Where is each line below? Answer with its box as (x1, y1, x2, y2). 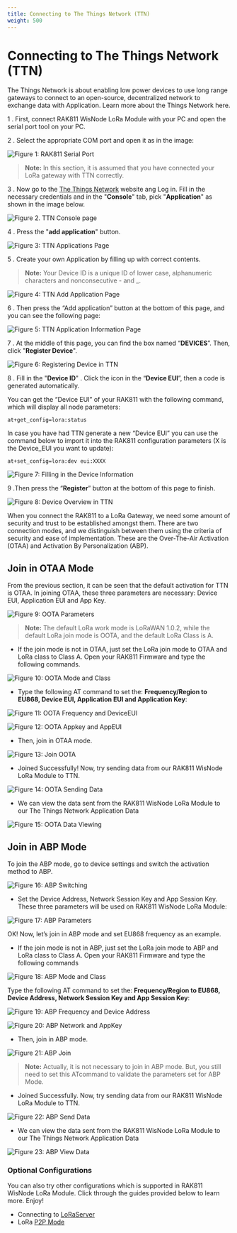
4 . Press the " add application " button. (7, 228, 121, 236)
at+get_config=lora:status (7, 417, 87, 424)
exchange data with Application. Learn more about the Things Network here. (7, 101, 231, 110)
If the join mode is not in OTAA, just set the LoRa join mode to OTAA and (17, 645, 228, 654)
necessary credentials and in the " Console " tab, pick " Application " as (7, 192, 212, 201)
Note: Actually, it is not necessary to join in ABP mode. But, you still (24, 1063, 221, 1071)
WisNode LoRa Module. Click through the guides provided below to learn (7, 1189, 220, 1198)
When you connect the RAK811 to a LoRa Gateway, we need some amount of (7, 512, 231, 520)
